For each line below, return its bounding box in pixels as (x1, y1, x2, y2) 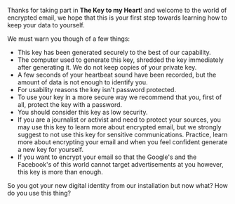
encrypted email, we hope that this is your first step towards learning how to (7, 13, 228, 22)
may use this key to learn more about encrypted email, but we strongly (17, 123, 222, 131)
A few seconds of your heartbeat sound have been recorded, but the (17, 70, 217, 79)
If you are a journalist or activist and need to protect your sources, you (17, 115, 221, 124)
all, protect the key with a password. (17, 101, 123, 108)
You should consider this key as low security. (17, 108, 148, 116)
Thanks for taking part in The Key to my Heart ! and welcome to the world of (7, 6, 227, 14)
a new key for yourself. (17, 146, 84, 153)
